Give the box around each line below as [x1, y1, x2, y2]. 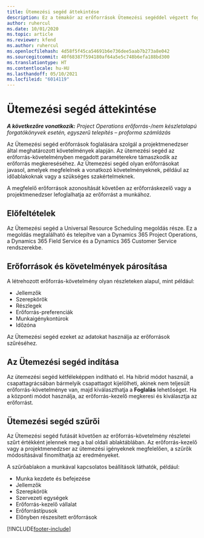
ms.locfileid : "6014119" [7, 76, 70, 82]
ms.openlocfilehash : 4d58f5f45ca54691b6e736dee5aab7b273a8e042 [7, 48, 170, 54]
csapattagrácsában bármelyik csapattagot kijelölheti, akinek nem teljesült [7, 379, 190, 387]
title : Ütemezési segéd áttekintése [7, 8, 99, 15]
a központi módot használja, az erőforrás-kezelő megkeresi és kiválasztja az [7, 392, 197, 399]
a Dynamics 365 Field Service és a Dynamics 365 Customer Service [7, 237, 177, 244]
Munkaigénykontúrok [15, 315, 69, 322]
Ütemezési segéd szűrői [7, 416, 100, 427]
